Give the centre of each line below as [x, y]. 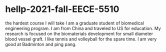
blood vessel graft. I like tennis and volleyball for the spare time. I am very [81, 39]
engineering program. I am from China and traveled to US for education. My [83, 28]
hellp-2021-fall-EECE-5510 [62, 9]
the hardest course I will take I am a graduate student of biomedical [74, 23]
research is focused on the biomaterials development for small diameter [79, 33]
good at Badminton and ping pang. [41, 44]
